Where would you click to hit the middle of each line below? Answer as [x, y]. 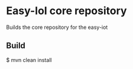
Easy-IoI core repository [66, 11]
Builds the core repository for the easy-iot [57, 27]
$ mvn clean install [29, 60]
